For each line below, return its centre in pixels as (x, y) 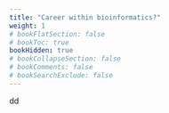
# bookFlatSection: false (57, 34)
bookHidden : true (41, 51)
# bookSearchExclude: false (61, 76)
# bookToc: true (39, 42)
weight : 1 (28, 26)
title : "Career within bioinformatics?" (85, 17)
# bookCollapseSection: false (65, 59)
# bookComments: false (51, 68)
